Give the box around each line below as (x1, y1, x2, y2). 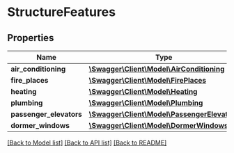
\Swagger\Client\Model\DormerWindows (88, 121, 228, 130)
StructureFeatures (7, 4, 116, 20)
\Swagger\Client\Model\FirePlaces (88, 76, 207, 85)
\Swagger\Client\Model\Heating (88, 87, 198, 96)
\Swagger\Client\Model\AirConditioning (88, 64, 225, 74)
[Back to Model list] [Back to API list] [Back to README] (7, 138, 167, 147)
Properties (7, 32, 54, 44)
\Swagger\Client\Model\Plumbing (88, 98, 203, 108)
